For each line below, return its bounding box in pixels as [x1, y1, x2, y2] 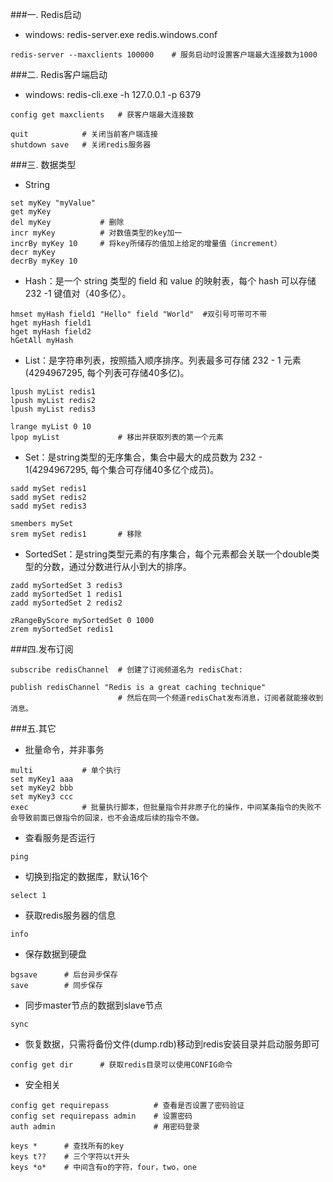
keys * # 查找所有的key [10, 1141, 125, 1151]
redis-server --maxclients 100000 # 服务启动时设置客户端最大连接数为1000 [10, 50, 318, 60]
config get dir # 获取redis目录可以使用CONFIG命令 [10, 1060, 233, 1070]
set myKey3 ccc [10, 792, 74, 802]
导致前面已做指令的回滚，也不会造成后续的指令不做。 [17, 813, 205, 823]
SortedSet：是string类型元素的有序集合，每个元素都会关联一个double [24, 548, 312, 560]
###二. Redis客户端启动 [10, 69, 108, 80]
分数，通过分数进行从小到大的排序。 [42, 561, 192, 572]
